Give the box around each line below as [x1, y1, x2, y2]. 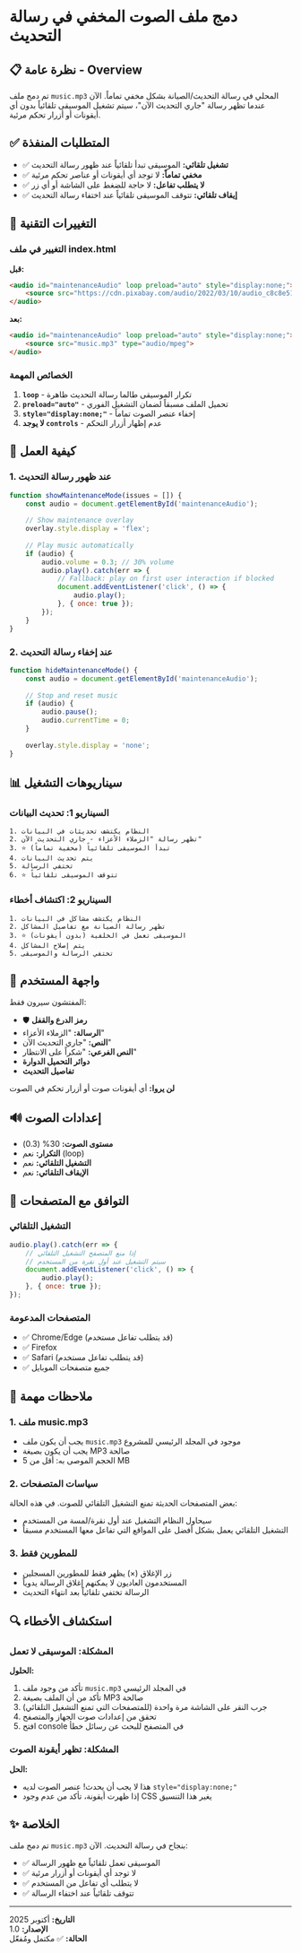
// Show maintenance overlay [25, 516, 134, 525]
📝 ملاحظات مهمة [9, 1388, 93, 1404]
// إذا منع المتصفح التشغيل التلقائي [25, 1248, 136, 1257]
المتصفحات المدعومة [9, 1311, 91, 1324]
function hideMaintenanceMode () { [9, 665, 139, 674]
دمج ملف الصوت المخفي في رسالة [9, 6, 238, 27]
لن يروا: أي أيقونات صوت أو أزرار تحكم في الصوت [9, 1083, 176, 1094]
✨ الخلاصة [9, 1816, 60, 1831]
